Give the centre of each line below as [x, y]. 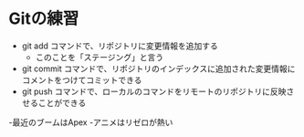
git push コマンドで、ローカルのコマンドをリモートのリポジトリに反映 [154, 91]
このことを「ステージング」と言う [100, 57]
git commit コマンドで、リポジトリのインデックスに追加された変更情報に [158, 68]
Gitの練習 [44, 19]
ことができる [62, 102]
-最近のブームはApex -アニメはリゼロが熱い [91, 122]
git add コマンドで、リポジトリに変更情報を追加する [120, 46]
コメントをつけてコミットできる [82, 79]
